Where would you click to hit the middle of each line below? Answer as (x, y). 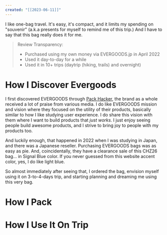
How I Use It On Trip (47, 225)
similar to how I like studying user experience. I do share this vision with (79, 114)
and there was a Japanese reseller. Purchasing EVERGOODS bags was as (81, 145)
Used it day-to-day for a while (56, 59)
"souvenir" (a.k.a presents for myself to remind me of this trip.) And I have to (84, 29)
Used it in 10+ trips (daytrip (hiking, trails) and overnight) (83, 64)
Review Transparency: (40, 44)
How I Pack (29, 202)
